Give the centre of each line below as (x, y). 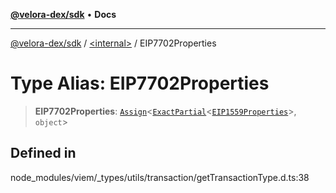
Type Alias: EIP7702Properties (140, 83)
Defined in (43, 153)
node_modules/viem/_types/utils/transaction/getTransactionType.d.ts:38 (160, 177)
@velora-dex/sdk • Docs (63, 14)
